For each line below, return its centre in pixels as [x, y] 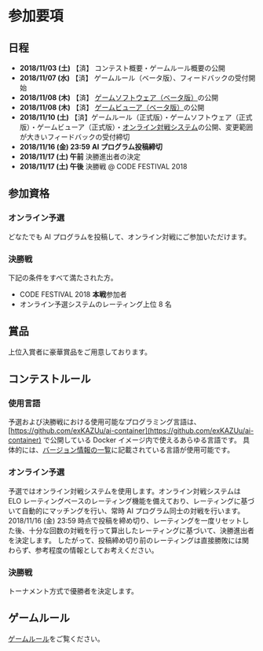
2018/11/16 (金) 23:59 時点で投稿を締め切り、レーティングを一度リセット [125, 520]
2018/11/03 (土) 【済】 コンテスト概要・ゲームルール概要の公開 [122, 68]
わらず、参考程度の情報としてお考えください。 [83, 550]
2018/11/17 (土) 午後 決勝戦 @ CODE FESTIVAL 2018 [103, 166]
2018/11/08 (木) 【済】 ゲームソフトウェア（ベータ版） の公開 [119, 98]
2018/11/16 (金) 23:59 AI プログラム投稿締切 [91, 147]
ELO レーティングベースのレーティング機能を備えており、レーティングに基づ [131, 501]
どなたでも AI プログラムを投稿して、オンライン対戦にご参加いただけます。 [130, 236]
